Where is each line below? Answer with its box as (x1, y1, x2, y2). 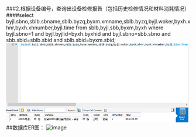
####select (6, 12, 34, 19)
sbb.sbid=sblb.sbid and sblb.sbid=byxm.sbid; (6, 37, 116, 43)
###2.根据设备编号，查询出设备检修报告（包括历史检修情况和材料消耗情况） (6, 5, 190, 12)
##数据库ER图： (6, 124, 45, 131)
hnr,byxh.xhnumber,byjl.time (6, 24, 75, 31)
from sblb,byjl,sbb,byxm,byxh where (75, 24, 164, 31)
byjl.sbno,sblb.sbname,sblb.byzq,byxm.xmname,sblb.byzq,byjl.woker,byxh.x (6, 18, 191, 25)
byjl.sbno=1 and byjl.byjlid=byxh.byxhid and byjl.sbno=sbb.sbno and (6, 30, 171, 37)
